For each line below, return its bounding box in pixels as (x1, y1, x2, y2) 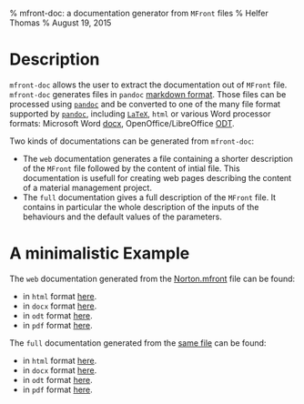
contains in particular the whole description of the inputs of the (22, 201, 259, 212)
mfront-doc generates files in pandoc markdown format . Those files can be (9, 88, 287, 99)
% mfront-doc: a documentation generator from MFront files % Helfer (9, 8, 269, 18)
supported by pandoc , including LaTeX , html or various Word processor (9, 108, 271, 119)
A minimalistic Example (9, 243, 190, 264)
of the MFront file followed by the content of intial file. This (22, 163, 240, 174)
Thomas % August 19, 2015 (9, 17, 112, 28)
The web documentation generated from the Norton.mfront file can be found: (9, 273, 296, 284)
